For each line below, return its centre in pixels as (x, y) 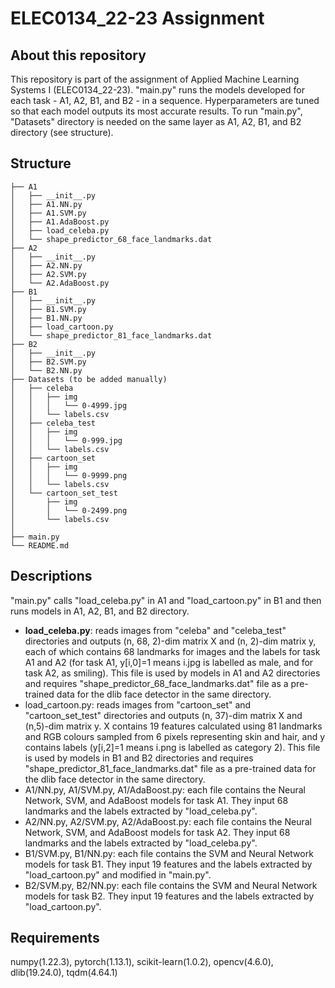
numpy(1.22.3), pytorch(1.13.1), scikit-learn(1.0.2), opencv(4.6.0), (142, 962)
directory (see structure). (62, 132)
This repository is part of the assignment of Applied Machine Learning (155, 79)
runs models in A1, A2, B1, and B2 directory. (100, 611)
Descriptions (51, 576)
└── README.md (40, 545)
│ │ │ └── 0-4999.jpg (69, 405)
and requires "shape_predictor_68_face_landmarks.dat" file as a (156, 683)
